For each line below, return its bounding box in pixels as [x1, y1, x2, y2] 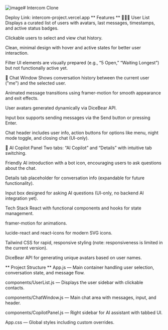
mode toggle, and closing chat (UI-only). [5, 135, 89, 141]
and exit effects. [5, 95, 39, 101]
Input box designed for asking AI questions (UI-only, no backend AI [5, 190, 144, 196]
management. [5, 210, 34, 216]
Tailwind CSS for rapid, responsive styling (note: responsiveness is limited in [5, 240, 163, 246]
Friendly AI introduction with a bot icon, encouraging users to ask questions [5, 160, 161, 166]
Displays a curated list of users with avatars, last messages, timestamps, [5, 20, 155, 26]
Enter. [5, 120, 18, 126]
